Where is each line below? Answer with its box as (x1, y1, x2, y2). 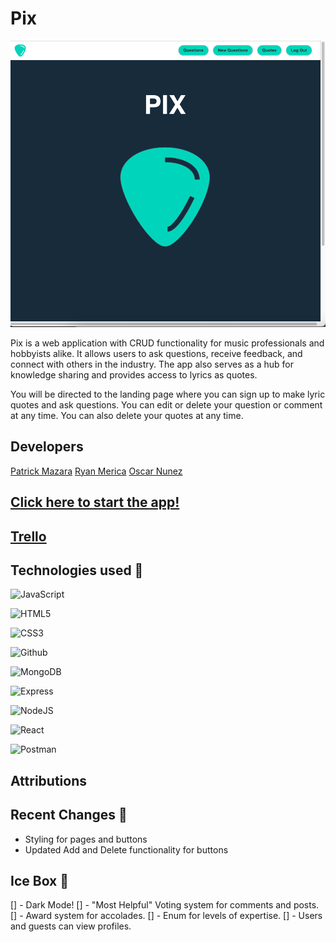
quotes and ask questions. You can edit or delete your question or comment (10, 398, 323, 411)
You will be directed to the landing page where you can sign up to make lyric (10, 388, 326, 400)
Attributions (10, 772, 88, 789)
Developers (10, 438, 84, 456)
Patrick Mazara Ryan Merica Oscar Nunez (10, 465, 183, 477)
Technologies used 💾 (10, 562, 144, 579)
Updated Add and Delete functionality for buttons (24, 843, 229, 856)
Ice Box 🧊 (10, 872, 70, 889)
